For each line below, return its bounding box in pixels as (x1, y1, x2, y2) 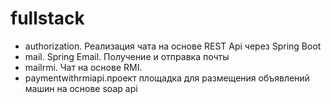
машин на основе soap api (24, 82, 138, 94)
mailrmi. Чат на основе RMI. (24, 61, 143, 73)
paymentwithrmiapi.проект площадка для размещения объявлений (24, 72, 310, 84)
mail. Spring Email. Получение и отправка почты (24, 50, 230, 62)
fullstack (10, 7, 85, 30)
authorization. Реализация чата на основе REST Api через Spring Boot (24, 40, 322, 52)
